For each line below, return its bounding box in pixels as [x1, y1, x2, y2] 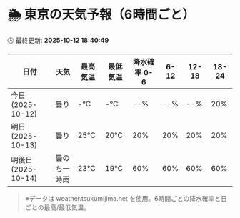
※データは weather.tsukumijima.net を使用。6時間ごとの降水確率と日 [24, 194, 227, 202]
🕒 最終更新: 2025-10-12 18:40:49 [7, 36, 109, 44]
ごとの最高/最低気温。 [24, 203, 91, 212]
